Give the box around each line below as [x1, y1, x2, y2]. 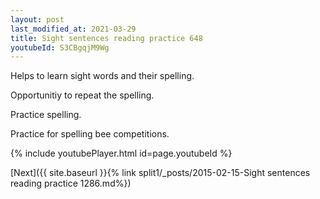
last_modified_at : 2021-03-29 [10, 24, 137, 34]
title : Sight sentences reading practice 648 [10, 33, 203, 43]
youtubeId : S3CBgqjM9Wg [10, 42, 110, 53]
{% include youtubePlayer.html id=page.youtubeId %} [10, 147, 233, 160]
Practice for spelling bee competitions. [10, 128, 170, 140]
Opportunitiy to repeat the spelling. [10, 89, 155, 101]
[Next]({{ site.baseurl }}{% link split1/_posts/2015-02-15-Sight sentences [10, 167, 311, 179]
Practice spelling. [10, 109, 82, 121]
